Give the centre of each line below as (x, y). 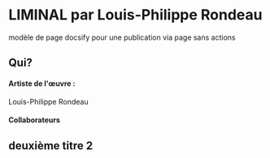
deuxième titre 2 (51, 145)
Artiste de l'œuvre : (42, 83)
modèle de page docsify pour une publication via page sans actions (122, 37)
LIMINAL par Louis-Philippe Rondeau (135, 15)
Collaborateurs (35, 120)
